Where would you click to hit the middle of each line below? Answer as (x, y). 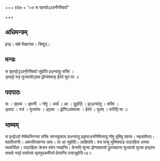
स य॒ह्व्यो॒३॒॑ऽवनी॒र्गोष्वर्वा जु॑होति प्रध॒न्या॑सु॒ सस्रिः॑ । (40, 71)
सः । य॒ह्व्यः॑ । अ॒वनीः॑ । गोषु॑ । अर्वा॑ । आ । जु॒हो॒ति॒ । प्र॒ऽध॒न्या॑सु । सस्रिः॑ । (62, 104)
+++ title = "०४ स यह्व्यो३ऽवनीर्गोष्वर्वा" (37, 8)
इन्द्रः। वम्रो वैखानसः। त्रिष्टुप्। (28, 44)
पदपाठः (13, 92)
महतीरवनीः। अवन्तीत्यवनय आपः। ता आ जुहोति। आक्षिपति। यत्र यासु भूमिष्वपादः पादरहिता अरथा (77, 142)
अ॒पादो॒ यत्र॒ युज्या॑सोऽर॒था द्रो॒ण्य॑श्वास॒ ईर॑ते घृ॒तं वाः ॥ (42, 77)
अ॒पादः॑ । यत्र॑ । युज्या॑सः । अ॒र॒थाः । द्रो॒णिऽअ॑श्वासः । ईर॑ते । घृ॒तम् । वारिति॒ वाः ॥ (66, 110)
